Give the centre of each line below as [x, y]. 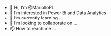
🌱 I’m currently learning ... [36, 18]
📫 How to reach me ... [33, 28]
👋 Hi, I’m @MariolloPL [32, 8]
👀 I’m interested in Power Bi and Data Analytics [58, 13]
